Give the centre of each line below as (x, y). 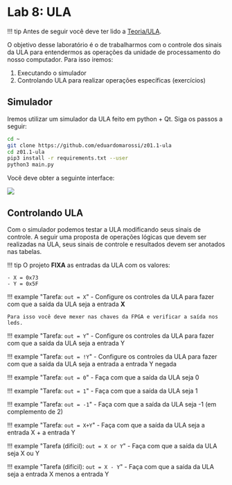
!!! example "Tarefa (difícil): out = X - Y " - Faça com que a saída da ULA (111, 466)
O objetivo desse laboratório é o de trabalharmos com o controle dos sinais (115, 44)
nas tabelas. (25, 251)
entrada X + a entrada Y (42, 432)
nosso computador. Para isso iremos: (60, 59)
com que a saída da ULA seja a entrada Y (66, 343)
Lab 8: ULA (39, 12)
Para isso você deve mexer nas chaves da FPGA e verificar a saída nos (113, 316)
